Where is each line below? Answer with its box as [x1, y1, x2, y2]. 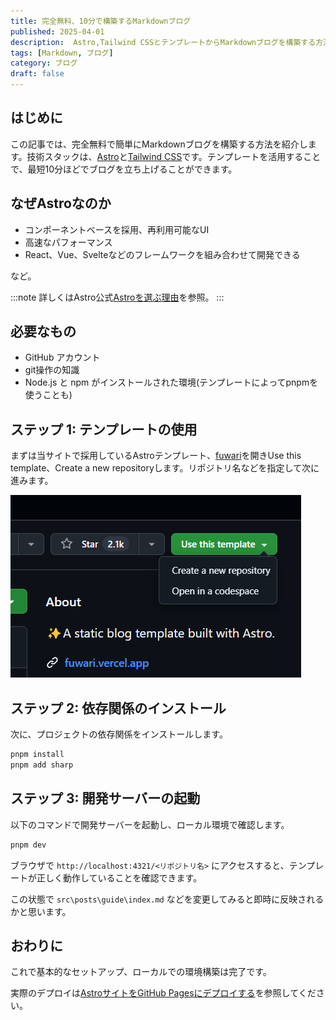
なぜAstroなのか [10, 195, 112, 212]
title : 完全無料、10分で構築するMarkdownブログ [10, 16, 192, 26]
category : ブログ [10, 58, 78, 69]
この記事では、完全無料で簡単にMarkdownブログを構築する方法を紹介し [10, 138, 308, 150]
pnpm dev [10, 840, 47, 850]
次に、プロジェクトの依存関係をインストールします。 [10, 728, 228, 740]
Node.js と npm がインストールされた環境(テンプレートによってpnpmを [24, 376, 319, 389]
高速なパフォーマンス [24, 236, 113, 248]
